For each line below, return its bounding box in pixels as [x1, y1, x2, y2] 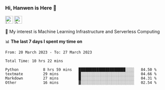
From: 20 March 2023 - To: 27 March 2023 [5, 50, 92, 55]
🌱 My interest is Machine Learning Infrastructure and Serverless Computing [5, 29, 160, 35]
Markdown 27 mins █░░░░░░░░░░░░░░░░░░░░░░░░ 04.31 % [5, 76, 157, 81]
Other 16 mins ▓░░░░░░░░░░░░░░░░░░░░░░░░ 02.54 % [5, 80, 157, 86]
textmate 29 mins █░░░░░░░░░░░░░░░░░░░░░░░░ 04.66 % [5, 72, 157, 77]
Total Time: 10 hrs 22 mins [5, 59, 64, 64]
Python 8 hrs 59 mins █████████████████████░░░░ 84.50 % [5, 67, 157, 72]
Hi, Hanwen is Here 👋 [5, 4, 57, 11]
